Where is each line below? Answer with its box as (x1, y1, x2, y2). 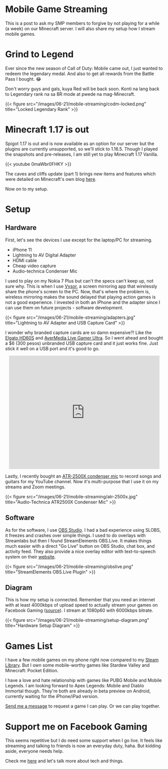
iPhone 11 (12, 246, 32, 252)
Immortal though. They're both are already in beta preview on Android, (5, 688, 151, 694)
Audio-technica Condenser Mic (12, 268, 78, 274)
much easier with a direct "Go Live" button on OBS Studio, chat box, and (5, 543, 155, 549)
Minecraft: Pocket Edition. (5, 668, 59, 674)
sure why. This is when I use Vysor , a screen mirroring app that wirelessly (5, 283, 157, 289)
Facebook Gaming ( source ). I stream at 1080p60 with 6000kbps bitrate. (5, 607, 153, 613)
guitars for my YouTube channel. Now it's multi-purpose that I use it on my (5, 478, 159, 484)
